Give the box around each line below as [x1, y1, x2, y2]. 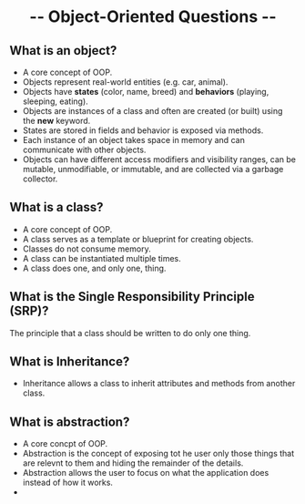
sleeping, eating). [22, 96, 88, 107]
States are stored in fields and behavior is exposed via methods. [22, 125, 264, 136]
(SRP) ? [9, 303, 49, 319]
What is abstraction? [9, 414, 130, 429]
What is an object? [9, 43, 117, 58]
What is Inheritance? [9, 354, 130, 370]
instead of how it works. [22, 477, 114, 489]
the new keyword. [22, 116, 91, 126]
